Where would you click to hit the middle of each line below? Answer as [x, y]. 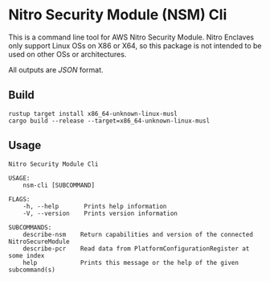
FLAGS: [19, 199]
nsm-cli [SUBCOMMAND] [59, 185]
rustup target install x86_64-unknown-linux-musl [93, 114]
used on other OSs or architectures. [67, 54]
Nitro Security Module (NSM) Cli [118, 15]
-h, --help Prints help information [95, 206]
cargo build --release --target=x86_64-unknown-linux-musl [109, 121]
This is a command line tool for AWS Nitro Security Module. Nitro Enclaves [131, 37]
